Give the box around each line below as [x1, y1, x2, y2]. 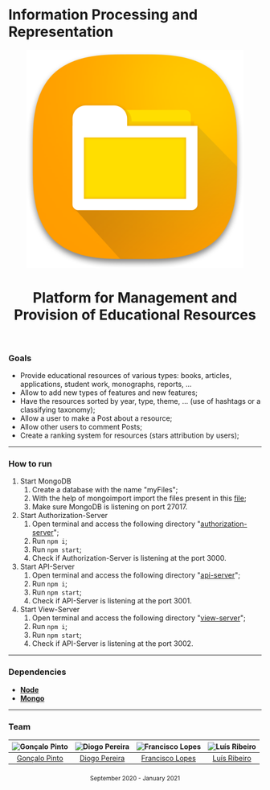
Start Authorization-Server [19, 511, 108, 520]
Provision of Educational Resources [14, 306, 256, 324]
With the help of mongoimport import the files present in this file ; [31, 493, 247, 504]
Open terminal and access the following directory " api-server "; [31, 570, 241, 580]
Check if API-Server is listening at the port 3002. [31, 639, 194, 648]
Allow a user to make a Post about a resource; [19, 414, 173, 423]
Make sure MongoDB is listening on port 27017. [31, 502, 188, 512]
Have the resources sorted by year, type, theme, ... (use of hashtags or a [19, 397, 261, 406]
